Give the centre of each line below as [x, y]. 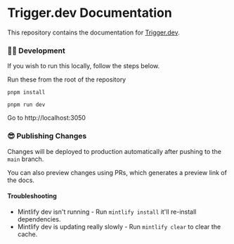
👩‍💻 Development [36, 51]
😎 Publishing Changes [47, 136]
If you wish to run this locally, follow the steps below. [84, 66]
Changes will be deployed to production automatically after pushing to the [114, 151]
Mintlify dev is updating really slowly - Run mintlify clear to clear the [119, 226]
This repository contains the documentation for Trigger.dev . [94, 32]
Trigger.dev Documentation [90, 13]
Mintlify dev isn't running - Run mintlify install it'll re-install [107, 212]
